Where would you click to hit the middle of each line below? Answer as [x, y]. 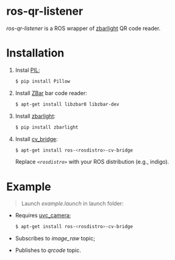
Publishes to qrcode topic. [48, 250]
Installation [35, 53]
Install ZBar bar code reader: [51, 93]
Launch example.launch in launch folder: [72, 204]
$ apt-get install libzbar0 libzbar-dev [67, 104]
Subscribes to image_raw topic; [55, 239]
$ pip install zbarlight [47, 127]
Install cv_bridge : [36, 139]
